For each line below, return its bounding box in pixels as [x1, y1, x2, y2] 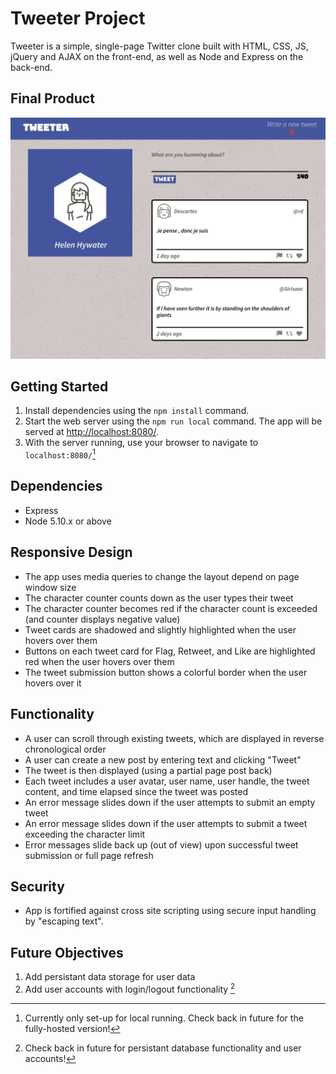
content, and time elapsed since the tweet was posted [24, 785, 249, 797]
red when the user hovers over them [24, 655, 175, 667]
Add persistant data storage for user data [24, 971, 196, 983]
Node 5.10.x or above [24, 515, 112, 527]
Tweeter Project [10, 7, 146, 30]
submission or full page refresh [24, 849, 154, 861]
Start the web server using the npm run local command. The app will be [24, 415, 323, 427]
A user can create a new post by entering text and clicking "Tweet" [24, 753, 302, 766]
